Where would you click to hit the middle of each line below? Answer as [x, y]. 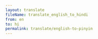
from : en [15, 19]
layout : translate [25, 10]
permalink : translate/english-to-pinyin [49, 29]
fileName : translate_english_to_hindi [47, 15]
